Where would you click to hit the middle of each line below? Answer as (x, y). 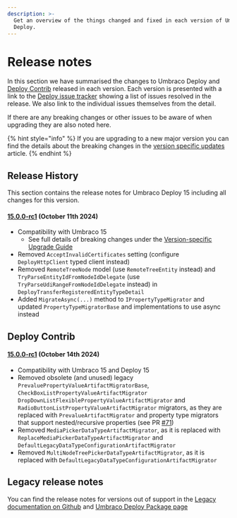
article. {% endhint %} (39, 154)
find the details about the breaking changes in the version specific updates (116, 146)
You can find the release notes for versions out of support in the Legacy (112, 499)
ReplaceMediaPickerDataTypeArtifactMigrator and (90, 437)
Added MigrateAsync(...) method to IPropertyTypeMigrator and (111, 300)
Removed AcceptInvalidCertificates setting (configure (98, 254)
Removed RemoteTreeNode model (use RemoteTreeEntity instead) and (116, 269)
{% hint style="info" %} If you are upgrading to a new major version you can (118, 139)
